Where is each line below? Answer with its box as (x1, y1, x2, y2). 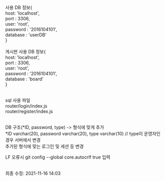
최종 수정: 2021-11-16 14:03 (5, 170, 61, 176)
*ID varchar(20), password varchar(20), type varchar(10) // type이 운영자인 (5, 131, 161, 136)
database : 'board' (5, 76, 44, 82)
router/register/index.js (5, 108, 53, 114)
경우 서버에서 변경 (5, 137, 41, 143)
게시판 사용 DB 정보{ (5, 49, 46, 54)
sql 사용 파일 (5, 97, 30, 103)
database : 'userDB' (5, 32, 47, 38)
